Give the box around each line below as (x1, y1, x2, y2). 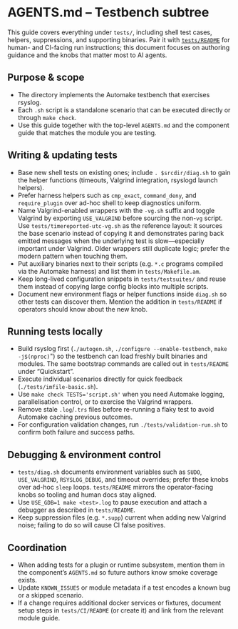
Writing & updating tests (7, 149, 118, 162)
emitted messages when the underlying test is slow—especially (17, 237, 205, 245)
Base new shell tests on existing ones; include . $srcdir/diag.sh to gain (17, 168, 231, 177)
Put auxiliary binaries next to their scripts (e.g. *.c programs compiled (17, 259, 223, 268)
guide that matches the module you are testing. (17, 128, 157, 137)
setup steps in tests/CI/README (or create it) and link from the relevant (17, 606, 224, 615)
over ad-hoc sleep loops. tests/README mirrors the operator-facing (17, 483, 214, 492)
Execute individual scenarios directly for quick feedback (17, 375, 183, 383)
